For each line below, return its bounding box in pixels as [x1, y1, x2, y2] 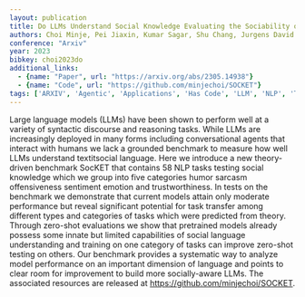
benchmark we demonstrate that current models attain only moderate [9, 191, 270, 202]
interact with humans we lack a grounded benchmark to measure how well [9, 142, 289, 154]
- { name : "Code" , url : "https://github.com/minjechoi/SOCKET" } [17, 81, 261, 90]
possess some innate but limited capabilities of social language [9, 229, 246, 240]
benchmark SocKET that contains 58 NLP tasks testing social [34, 162, 264, 173]
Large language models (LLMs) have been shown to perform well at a [9, 114, 270, 125]
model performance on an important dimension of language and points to [9, 258, 284, 269]
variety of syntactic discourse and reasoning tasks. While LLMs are [9, 123, 261, 134]
